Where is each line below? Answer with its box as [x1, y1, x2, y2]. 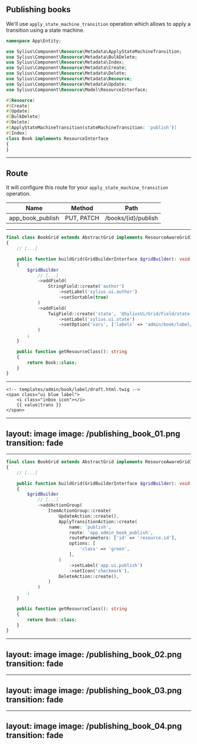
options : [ [69, 541, 96, 547]
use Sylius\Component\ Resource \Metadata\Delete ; [6, 71, 127, 76]
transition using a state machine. [6, 26, 85, 33]
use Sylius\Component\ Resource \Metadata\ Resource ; [6, 76, 133, 82]
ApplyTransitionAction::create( [58, 518, 138, 525]
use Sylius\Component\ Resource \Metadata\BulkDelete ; [6, 54, 138, 60]
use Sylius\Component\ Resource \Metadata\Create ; [6, 65, 127, 71]
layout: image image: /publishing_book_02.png [6, 649, 182, 659]
